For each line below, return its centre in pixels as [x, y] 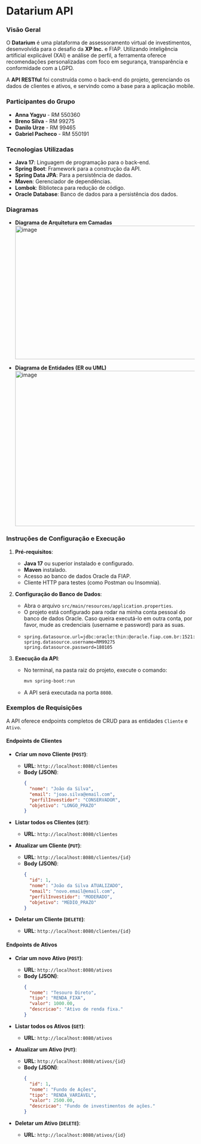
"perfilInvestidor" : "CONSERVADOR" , [75, 800]
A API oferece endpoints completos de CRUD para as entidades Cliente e [97, 721]
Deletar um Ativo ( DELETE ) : [48, 1123]
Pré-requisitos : [34, 551]
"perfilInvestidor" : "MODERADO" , [71, 897]
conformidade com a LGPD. [40, 68]
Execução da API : [37, 658]
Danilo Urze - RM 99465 [45, 128]
